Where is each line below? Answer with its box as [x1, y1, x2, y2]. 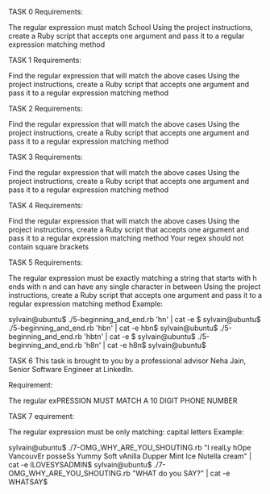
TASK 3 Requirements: [8, 153, 83, 161]
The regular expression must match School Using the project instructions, [8, 23, 253, 31]
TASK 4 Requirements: [8, 201, 83, 210]
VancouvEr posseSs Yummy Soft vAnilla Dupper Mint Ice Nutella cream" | [8, 451, 252, 461]
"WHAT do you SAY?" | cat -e [131, 468, 231, 478]
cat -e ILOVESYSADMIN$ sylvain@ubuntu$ [8, 460, 152, 469]
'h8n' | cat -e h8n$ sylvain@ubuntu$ [84, 341, 207, 350]
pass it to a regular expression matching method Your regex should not [8, 233, 244, 243]
